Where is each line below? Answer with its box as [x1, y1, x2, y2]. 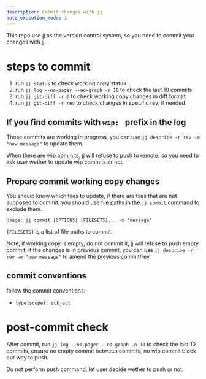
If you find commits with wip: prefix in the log [6, 117, 186, 128]
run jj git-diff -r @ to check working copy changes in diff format [15, 93, 186, 100]
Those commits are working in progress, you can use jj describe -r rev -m [6, 133, 200, 141]
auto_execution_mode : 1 [6, 15, 67, 21]
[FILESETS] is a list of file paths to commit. [6, 228, 113, 235]
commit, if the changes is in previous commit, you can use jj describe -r [6, 247, 194, 254]
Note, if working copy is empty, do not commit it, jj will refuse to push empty [6, 240, 199, 247]
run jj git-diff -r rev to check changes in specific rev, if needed [15, 99, 185, 107]
